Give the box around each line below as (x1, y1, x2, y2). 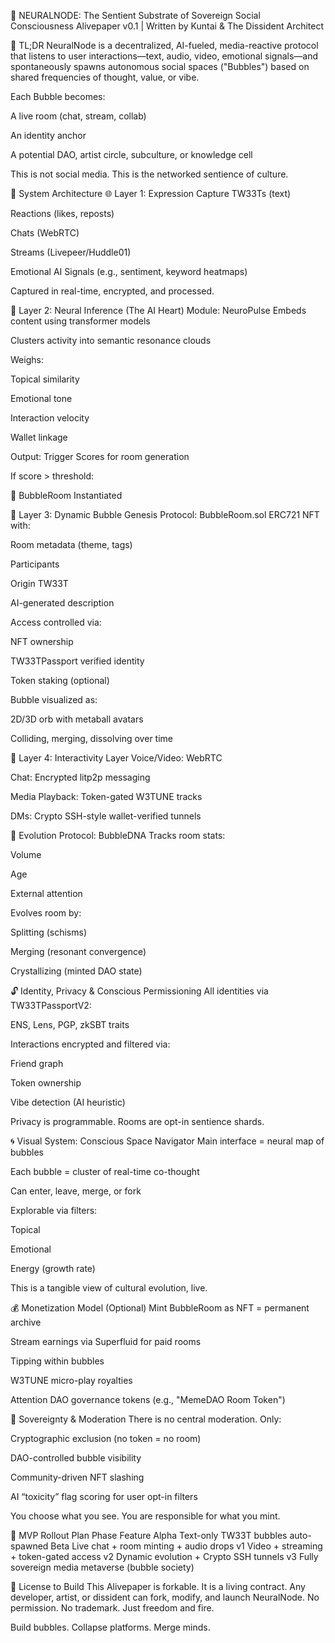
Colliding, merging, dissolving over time (10, 733, 173, 744)
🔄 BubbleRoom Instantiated (10, 490, 123, 501)
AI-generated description (10, 597, 115, 609)
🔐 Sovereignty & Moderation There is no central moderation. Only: (10, 1413, 282, 1425)
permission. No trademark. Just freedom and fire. (10, 1602, 215, 1614)
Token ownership (10, 1077, 82, 1089)
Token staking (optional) (10, 675, 110, 686)
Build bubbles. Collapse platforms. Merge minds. (10, 1621, 211, 1633)
